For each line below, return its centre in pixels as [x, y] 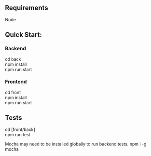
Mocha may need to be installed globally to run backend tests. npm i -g [76, 144]
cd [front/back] [20, 129]
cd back [13, 59]
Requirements [27, 8]
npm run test [18, 134]
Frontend [16, 82]
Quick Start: [23, 35]
